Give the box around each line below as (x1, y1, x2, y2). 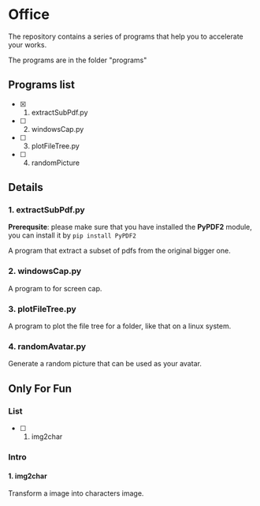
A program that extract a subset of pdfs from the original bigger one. (8, 246, 231, 256)
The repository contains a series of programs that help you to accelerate (8, 32, 243, 41)
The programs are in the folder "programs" (8, 55, 147, 65)
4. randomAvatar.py (8, 341, 87, 352)
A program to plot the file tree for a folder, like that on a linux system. (8, 321, 232, 331)
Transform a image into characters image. (8, 489, 144, 498)
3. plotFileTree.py (8, 303, 76, 314)
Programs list (8, 78, 75, 92)
